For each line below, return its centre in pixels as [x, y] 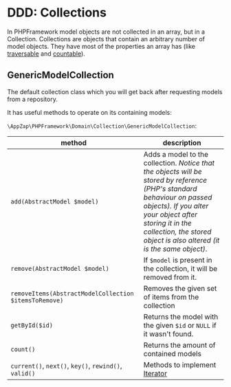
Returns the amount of [179, 345]
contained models [172, 353]
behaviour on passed [178, 197]
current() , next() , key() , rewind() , [66, 366]
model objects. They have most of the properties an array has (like [101, 46]
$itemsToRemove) [37, 300]
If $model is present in [178, 260]
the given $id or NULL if [180, 325]
